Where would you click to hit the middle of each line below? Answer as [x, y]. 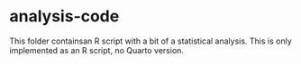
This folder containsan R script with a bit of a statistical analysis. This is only [151, 41]
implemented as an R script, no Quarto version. [97, 50]
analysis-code [64, 16]
